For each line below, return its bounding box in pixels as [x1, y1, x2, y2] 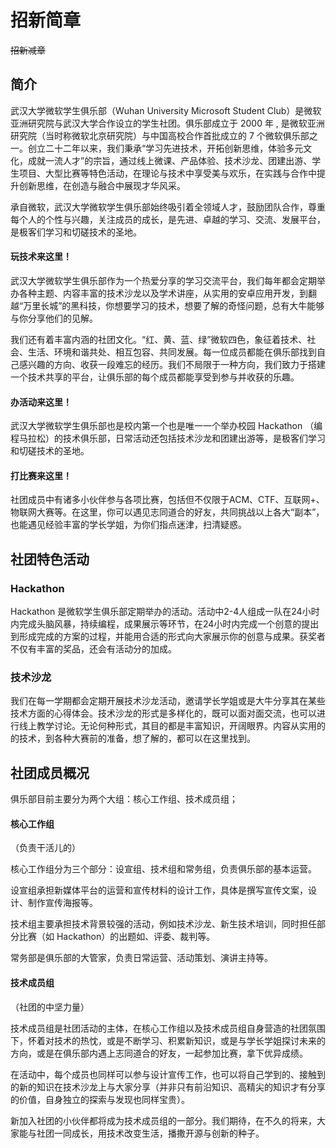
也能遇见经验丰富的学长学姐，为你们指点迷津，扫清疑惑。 [10, 519, 247, 531]
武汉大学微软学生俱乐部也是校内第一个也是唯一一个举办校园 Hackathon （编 [10, 420, 323, 432]
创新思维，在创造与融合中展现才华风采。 [18, 179, 186, 191]
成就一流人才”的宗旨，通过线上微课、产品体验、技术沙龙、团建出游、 [27, 154, 313, 166]
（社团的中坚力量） [10, 1001, 90, 1013]
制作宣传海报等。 [27, 897, 98, 909]
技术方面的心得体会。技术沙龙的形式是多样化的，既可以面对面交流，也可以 [10, 707, 317, 720]
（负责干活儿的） [10, 842, 81, 854]
